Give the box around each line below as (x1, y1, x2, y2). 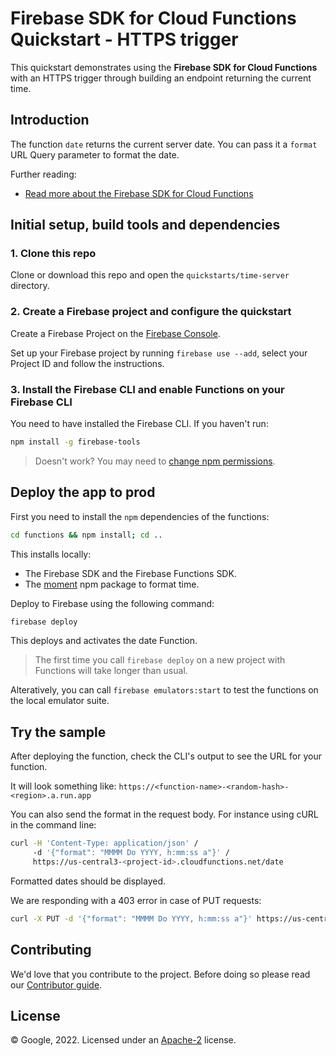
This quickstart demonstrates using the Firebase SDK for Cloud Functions (10, 61, 318, 73)
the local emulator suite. (10, 695, 110, 707)
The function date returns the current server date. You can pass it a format (10, 138, 318, 150)
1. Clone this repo (10, 247, 97, 261)
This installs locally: (10, 548, 92, 560)
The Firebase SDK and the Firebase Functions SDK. (24, 567, 237, 579)
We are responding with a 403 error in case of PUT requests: (10, 894, 262, 906)
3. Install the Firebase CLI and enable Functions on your (10, 382, 285, 396)
